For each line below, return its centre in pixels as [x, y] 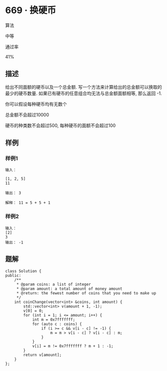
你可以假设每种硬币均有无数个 [36, 104]
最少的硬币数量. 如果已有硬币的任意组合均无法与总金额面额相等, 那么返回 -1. [84, 93]
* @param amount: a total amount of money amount [69, 289]
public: [13, 275]
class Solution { [23, 271]
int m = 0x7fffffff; [54, 320]
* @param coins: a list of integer [54, 284]
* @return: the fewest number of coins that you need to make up [86, 293]
